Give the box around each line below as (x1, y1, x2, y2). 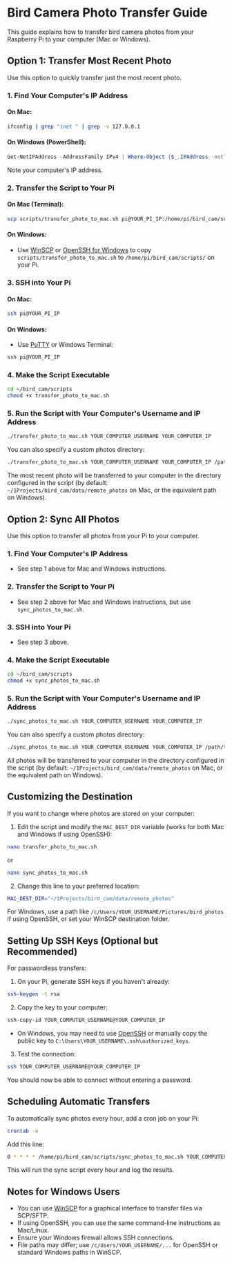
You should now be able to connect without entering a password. (7, 1076, 192, 1084)
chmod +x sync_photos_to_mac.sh (7, 677, 100, 685)
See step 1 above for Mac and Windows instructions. (17, 564, 167, 573)
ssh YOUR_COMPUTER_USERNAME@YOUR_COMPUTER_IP (7, 1063, 140, 1070)
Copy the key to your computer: (17, 1003, 108, 1012)
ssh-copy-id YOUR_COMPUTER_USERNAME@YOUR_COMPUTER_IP (7, 1017, 166, 1024)
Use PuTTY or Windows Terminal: (17, 341, 114, 349)
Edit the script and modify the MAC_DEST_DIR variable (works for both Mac (17, 822, 224, 830)
